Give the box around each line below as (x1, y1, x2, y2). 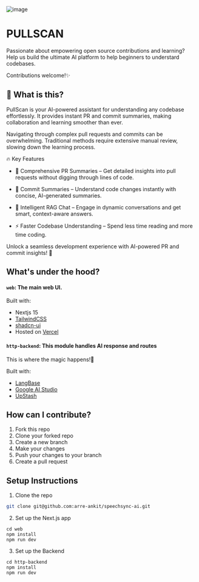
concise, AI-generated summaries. (15, 192, 102, 199)
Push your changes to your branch (15, 452, 102, 459)
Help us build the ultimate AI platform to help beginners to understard (6, 53, 180, 61)
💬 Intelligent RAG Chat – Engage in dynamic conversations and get (15, 203, 181, 211)
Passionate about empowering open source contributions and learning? (6, 47, 185, 54)
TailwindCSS (15, 316, 47, 323)
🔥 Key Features (6, 155, 45, 162)
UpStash (15, 392, 37, 399)
